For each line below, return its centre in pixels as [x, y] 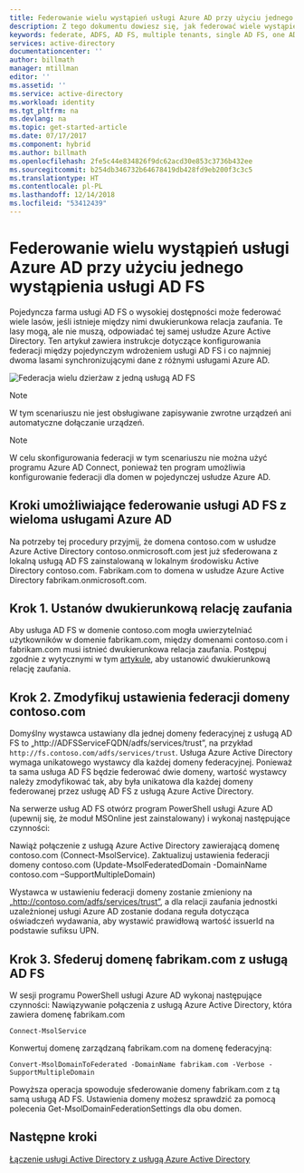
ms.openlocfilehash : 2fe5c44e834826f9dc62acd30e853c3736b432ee [131, 161]
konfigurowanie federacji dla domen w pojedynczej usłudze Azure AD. [140, 476]
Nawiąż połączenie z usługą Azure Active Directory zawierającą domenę [145, 846]
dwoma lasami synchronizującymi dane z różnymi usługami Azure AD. [139, 360]
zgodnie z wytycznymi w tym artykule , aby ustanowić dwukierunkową [140, 660]
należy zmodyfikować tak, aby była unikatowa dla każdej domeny [131, 782]
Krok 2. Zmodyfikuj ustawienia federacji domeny [150, 697]
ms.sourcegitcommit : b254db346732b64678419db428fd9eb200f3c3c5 [131, 170]
